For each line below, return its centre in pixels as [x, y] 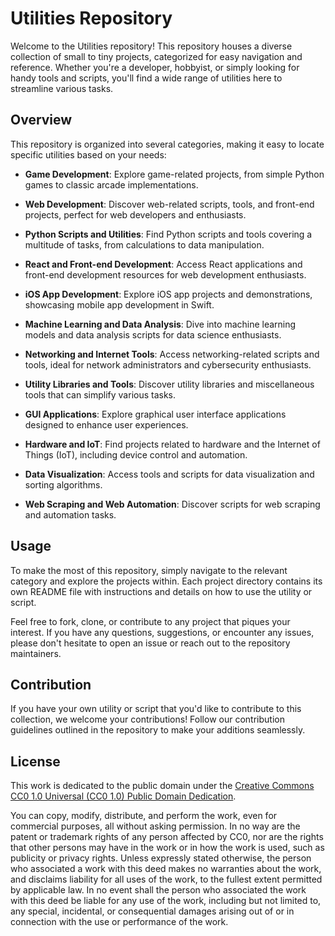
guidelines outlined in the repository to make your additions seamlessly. [158, 730]
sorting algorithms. [63, 484]
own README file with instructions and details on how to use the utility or [161, 591]
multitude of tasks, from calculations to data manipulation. [144, 244]
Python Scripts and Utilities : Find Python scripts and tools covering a [168, 234]
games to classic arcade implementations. [111, 184]
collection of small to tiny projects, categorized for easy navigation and [156, 56]
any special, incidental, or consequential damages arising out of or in [152, 911]
